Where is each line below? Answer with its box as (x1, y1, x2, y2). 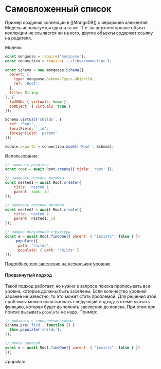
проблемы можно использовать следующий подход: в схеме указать (5, 298, 150, 304)
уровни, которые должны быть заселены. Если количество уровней (5, 288, 147, 294)
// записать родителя (5, 162, 49, 167)
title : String (9, 90, 38, 95)
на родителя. (5, 35, 33, 41)
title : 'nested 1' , (14, 185, 54, 190)
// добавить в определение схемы (5, 318, 73, 323)
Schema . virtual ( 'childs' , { (5, 117, 62, 122)
